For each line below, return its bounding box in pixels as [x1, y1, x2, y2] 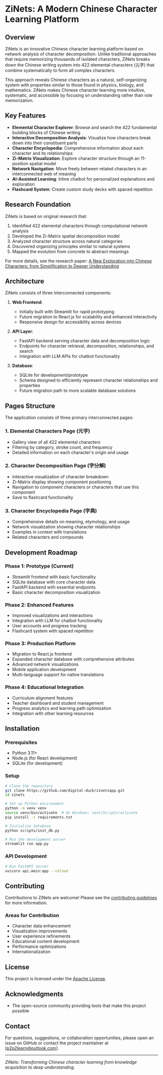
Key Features [5, 112, 46, 120]
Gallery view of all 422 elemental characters [12, 439, 100, 445]
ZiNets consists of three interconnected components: [5, 290, 112, 296]
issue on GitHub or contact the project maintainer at [5, 1040, 109, 1046]
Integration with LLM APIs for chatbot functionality [19, 353, 120, 359]
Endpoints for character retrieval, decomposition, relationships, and [19, 343, 154, 349]
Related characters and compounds [12, 534, 84, 540]
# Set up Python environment [5, 801, 64, 806]
